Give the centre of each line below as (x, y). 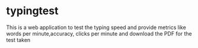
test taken (18, 40)
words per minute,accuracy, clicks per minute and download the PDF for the (99, 33)
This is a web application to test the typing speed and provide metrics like (96, 27)
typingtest (32, 11)
